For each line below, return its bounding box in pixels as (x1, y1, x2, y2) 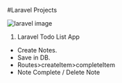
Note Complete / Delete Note (17, 68, 101, 76)
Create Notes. (17, 46, 58, 54)
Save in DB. (17, 53, 51, 62)
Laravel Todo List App (17, 33, 80, 41)
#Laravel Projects (7, 6, 58, 14)
